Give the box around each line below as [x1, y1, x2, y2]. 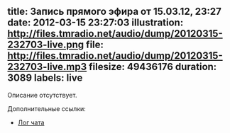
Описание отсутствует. [7, 91, 77, 99]
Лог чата [17, 118, 45, 127]
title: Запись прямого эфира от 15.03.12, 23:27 [7, 6, 221, 18]
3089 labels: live [7, 72, 83, 84]
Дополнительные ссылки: [7, 104, 87, 112]
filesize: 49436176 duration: [88, 61, 217, 73]
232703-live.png [7, 39, 84, 51]
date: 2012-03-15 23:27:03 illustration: [7, 17, 184, 29]
